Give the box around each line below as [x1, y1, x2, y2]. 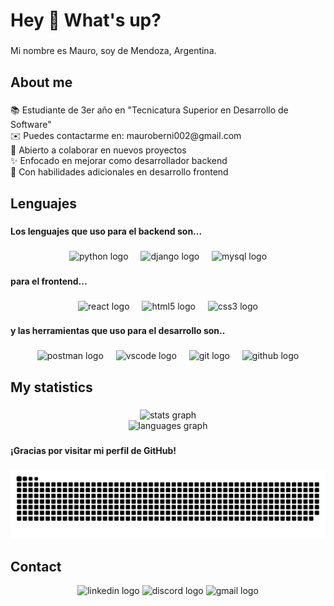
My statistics [10, 379, 93, 396]
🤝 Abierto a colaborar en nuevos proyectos [10, 144, 187, 156]
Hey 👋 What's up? [10, 9, 162, 32]
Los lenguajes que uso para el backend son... [10, 225, 203, 237]
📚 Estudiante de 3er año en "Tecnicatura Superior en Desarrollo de [10, 104, 289, 116]
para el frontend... [10, 275, 88, 287]
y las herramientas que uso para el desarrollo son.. [10, 325, 226, 337]
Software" [10, 119, 52, 131]
